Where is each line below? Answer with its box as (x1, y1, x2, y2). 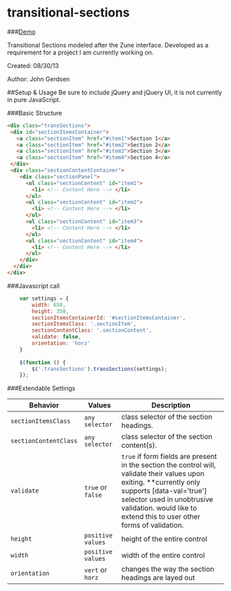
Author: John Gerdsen (7, 74, 70, 83)
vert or (84, 566, 108, 575)
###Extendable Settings (7, 384, 76, 393)
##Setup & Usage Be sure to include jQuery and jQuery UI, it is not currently (7, 88, 222, 96)
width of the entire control (121, 550, 205, 560)
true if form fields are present (121, 452, 217, 462)
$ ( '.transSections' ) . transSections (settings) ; (32, 365, 168, 372)
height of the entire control (121, 535, 208, 544)
